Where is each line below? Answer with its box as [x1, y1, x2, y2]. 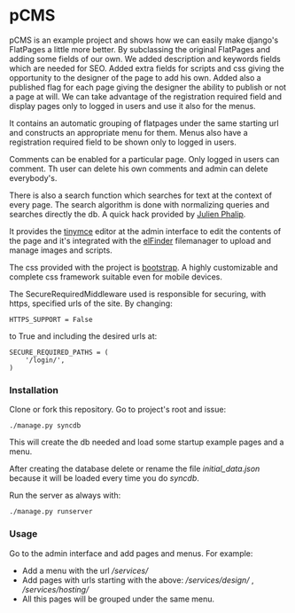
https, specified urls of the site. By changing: [9, 298, 173, 309]
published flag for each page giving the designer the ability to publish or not [9, 82, 286, 92]
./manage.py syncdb [9, 421, 82, 430]
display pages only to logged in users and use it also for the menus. [9, 100, 256, 111]
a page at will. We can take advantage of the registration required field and [9, 90, 282, 102]
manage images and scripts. [9, 245, 113, 255]
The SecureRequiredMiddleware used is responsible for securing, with [9, 288, 267, 299]
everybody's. [9, 172, 58, 183]
